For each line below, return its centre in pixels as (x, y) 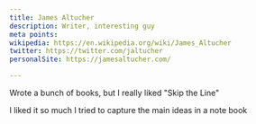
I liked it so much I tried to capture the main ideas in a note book (128, 110)
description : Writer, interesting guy (82, 26)
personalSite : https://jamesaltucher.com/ (90, 59)
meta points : (34, 34)
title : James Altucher (52, 18)
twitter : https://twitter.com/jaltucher (87, 51)
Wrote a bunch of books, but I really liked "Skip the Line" (114, 93)
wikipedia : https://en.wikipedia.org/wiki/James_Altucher (120, 43)
